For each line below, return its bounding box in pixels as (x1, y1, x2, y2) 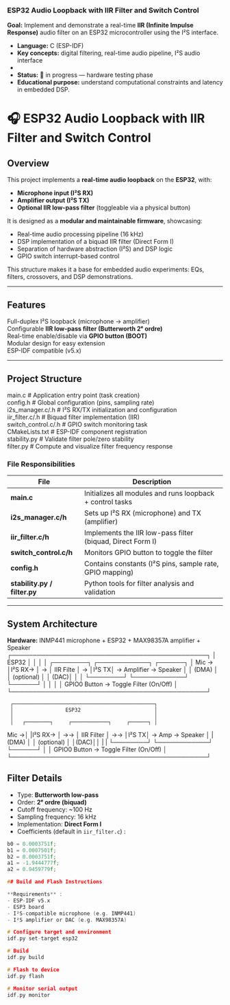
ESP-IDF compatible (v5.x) (7, 346, 82, 355)
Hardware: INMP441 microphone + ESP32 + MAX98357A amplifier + (7, 636, 201, 644)
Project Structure (7, 373, 82, 385)
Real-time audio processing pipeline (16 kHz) (16, 230, 144, 238)
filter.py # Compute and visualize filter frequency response (7, 442, 173, 450)
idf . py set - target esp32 (7, 935, 78, 942)
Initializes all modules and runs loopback (84, 488, 215, 498)
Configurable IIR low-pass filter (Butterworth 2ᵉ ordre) (7, 325, 163, 333)
